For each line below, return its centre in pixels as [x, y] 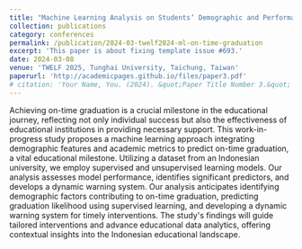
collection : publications [58, 26]
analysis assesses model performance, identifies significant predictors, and [149, 177]
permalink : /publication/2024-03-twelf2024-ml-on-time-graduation [136, 43]
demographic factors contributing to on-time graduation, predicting [134, 196]
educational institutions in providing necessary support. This [121, 129]
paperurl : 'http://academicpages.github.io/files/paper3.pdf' [128, 76]
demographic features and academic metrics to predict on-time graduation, [149, 148]
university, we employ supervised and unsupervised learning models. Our [146, 167]
